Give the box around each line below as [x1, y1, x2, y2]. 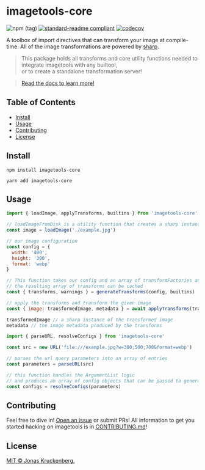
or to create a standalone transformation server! [21, 67, 142, 75]
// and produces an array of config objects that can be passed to [6, 378, 182, 384]
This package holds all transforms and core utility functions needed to [21, 54, 198, 62]
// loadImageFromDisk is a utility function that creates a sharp [6, 221, 179, 227]
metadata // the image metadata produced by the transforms [6, 322, 163, 328]
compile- [165, 36, 189, 43]
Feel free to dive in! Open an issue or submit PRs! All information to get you [6, 417, 195, 424]
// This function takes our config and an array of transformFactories [6, 277, 192, 284]
